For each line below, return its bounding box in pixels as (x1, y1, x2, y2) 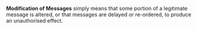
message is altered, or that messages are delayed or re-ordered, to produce (6, 11, 192, 18)
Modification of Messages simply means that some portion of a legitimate (6, 5, 188, 12)
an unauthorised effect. (6, 17, 63, 24)
